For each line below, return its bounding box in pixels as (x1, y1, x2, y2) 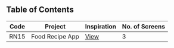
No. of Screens (122, 22, 166, 30)
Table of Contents (6, 5, 74, 15)
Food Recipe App (31, 32, 79, 40)
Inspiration (85, 22, 117, 30)
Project (44, 22, 66, 30)
